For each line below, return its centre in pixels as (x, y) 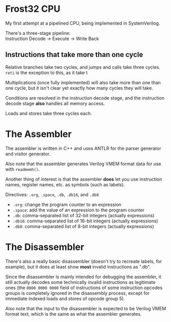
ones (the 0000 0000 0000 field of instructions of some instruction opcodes (84, 288)
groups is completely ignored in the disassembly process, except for (78, 293)
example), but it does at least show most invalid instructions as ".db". (78, 267)
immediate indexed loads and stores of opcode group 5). (65, 298)
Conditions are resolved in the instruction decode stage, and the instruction (85, 98)
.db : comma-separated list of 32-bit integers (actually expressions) (83, 215)
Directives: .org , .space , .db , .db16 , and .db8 (52, 194)
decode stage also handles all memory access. (55, 103)
